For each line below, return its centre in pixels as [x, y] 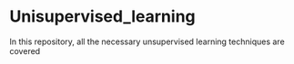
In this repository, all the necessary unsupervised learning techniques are [147, 41]
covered [25, 50]
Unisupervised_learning [102, 17]
